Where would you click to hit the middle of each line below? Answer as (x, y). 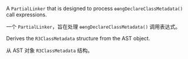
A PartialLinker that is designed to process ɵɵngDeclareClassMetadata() (95, 8)
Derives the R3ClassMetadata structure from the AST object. (78, 38)
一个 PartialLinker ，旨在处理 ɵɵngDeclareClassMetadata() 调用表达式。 (93, 27)
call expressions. (27, 15)
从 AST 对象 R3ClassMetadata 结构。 (50, 50)
